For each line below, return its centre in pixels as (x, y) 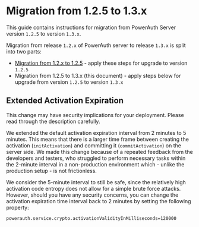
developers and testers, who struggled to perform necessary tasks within (96, 158)
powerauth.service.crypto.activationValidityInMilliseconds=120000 (91, 218)
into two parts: (24, 51)
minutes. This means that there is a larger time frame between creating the (97, 139)
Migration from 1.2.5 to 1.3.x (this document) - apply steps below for (98, 75)
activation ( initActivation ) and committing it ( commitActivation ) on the (94, 145)
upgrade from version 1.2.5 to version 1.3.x (69, 82)
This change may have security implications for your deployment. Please (95, 115)
